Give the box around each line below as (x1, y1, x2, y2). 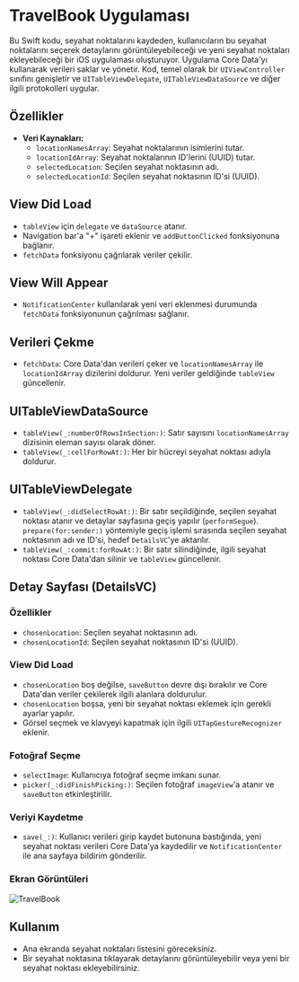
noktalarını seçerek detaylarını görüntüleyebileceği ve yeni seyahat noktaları (9, 44, 290, 55)
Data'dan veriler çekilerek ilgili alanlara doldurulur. (22, 688, 207, 699)
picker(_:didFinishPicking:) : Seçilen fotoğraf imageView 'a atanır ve (22, 779, 275, 790)
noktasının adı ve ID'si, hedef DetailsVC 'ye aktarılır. (22, 534, 211, 545)
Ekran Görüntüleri (9, 872, 89, 885)
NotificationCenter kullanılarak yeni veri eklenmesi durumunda (22, 299, 258, 310)
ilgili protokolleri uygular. (9, 83, 101, 93)
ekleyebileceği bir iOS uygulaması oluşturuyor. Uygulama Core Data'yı (9, 54, 268, 65)
